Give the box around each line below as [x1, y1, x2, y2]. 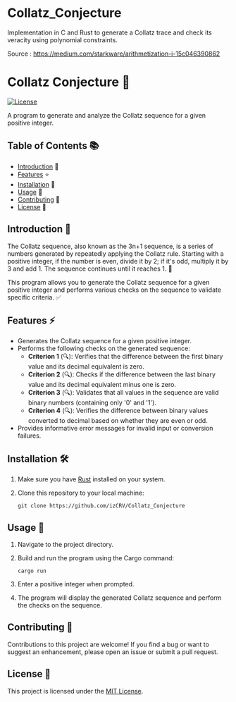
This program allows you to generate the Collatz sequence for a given [7, 278, 210, 286]
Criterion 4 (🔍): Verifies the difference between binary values [27, 407, 209, 415]
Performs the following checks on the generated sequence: [17, 344, 190, 353]
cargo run [17, 567, 47, 574]
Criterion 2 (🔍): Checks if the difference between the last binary [27, 370, 216, 378]
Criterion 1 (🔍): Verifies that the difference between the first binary [27, 352, 223, 361]
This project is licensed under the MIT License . [7, 686, 144, 695]
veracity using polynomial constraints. [7, 35, 118, 44]
